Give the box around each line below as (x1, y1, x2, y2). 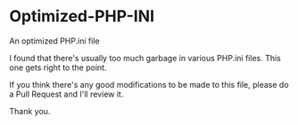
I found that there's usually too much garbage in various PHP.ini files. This (9, 52, 281, 63)
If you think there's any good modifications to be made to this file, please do (9, 79, 289, 90)
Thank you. (9, 105, 51, 116)
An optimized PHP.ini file (9, 35, 100, 46)
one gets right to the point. (9, 62, 107, 73)
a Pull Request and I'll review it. (9, 89, 124, 99)
